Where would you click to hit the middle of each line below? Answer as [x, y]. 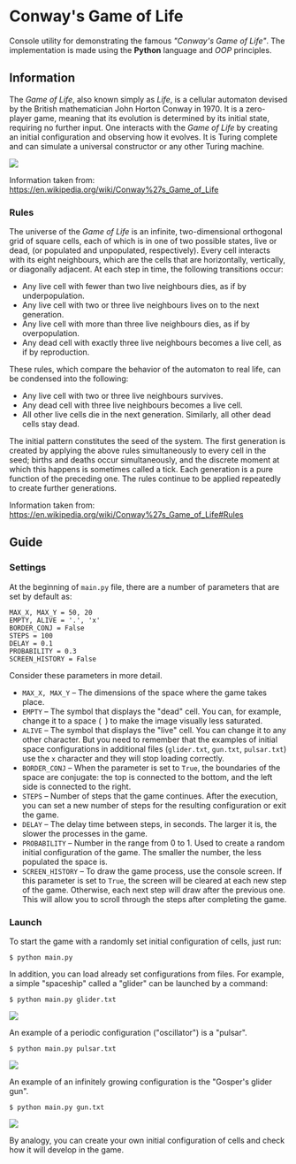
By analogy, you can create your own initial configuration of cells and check [147, 1141]
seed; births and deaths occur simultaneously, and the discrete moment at [144, 460]
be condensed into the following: [69, 379]
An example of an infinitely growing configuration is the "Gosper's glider [140, 1082]
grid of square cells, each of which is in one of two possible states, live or [143, 241]
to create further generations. [63, 488]
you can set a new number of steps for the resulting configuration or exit [154, 805]
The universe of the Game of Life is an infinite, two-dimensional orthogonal [146, 232]
